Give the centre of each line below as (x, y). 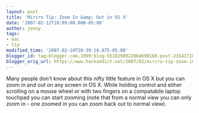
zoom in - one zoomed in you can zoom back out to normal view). (86, 103)
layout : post (22, 12)
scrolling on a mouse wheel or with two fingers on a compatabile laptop (93, 91)
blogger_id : (21, 56)
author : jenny (24, 28)
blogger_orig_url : (29, 61)
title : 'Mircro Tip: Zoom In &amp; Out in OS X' (67, 17)
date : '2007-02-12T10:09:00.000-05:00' (55, 23)
